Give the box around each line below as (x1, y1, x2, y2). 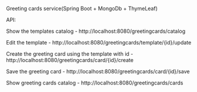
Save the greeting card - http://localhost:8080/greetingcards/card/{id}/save (6, 68, 190, 75)
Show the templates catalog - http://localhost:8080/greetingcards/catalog (6, 28, 186, 35)
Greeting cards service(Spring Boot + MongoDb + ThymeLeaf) (6, 5, 158, 12)
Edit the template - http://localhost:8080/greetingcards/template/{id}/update (6, 39, 192, 46)
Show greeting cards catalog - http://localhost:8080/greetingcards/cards (6, 79, 183, 86)
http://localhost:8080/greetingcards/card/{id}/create (6, 57, 134, 63)
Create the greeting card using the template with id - (6, 50, 133, 57)
